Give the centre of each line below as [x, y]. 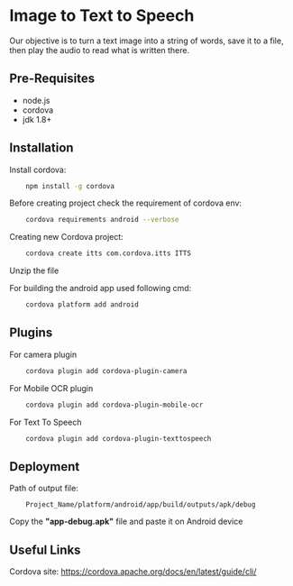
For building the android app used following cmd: [101, 288]
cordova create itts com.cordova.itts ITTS [109, 253]
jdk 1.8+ [37, 119]
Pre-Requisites [52, 79]
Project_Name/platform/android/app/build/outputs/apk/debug [141, 505]
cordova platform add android [82, 305]
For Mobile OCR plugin [51, 388]
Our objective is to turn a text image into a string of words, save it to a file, [146, 41]
